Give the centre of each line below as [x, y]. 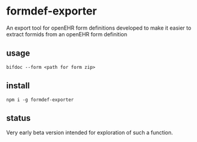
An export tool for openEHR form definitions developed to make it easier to [99, 28]
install [18, 86]
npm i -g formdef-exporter [40, 100]
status [19, 118]
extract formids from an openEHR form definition [67, 34]
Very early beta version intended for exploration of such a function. [90, 133]
